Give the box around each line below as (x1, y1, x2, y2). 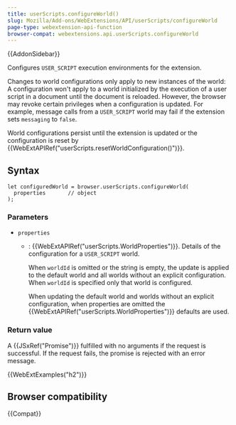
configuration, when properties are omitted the (28, 300, 166, 308)
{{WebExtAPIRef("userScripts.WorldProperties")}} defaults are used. (28, 307, 230, 316)
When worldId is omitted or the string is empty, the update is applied (28, 264, 230, 272)
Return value (7, 325, 53, 335)
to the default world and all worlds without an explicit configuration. (28, 271, 226, 279)
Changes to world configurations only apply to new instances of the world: (7, 77, 226, 86)
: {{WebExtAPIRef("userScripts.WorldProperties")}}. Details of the (28, 242, 221, 251)
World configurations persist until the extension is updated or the (7, 129, 198, 137)
